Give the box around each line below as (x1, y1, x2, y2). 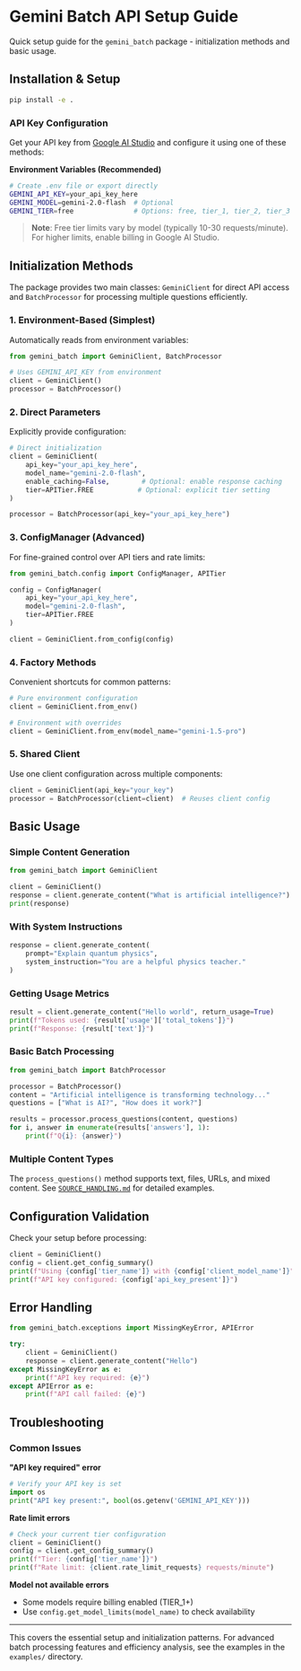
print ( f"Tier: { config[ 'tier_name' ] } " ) (9, 1555, 159, 1564)
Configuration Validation (9, 1209, 150, 1224)
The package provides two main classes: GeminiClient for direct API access (9, 282, 289, 293)
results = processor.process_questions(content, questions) (9, 1115, 239, 1124)
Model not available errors (9, 1579, 109, 1590)
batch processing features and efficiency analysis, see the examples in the (9, 1641, 285, 1653)
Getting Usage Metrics (9, 987, 110, 999)
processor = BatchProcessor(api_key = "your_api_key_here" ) (9, 510, 230, 519)
